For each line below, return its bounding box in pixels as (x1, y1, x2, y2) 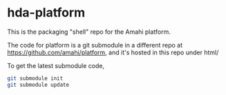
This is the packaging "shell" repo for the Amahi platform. (7, 28, 171, 36)
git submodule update (7, 81, 70, 88)
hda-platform (7, 5, 86, 21)
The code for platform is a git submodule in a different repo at (7, 41, 183, 49)
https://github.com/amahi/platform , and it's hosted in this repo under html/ (7, 48, 219, 56)
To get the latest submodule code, (7, 61, 105, 70)
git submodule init (7, 74, 64, 82)
